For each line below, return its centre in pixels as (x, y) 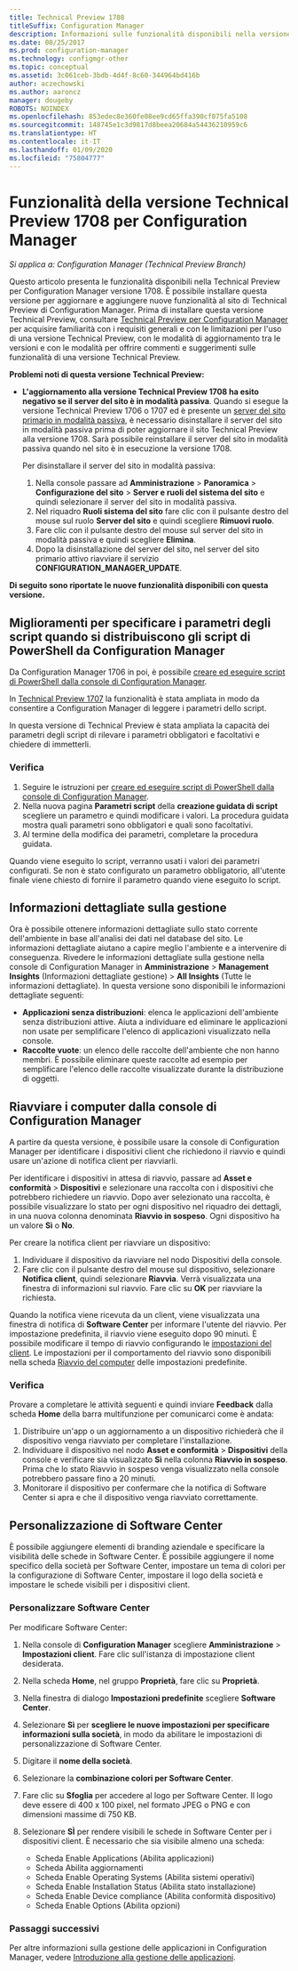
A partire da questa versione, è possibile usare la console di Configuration (145, 1142)
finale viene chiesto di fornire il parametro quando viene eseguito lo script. (145, 880)
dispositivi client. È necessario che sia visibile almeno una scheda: (143, 1841)
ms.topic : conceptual (49, 68)
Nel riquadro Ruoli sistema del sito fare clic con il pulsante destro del (162, 512)
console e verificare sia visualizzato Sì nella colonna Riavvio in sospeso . (155, 1459)
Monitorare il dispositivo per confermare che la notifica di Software (144, 1488)
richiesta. (39, 1298)
